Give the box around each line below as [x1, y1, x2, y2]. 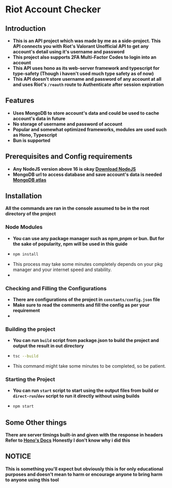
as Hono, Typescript [12, 132, 58, 138]
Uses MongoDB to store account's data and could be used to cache [12, 110, 159, 116]
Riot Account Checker [5, 4, 101, 15]
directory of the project [5, 211, 56, 217]
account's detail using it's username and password [12, 49, 125, 55]
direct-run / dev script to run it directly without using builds [12, 393, 140, 399]
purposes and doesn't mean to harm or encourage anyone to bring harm [5, 471, 163, 477]
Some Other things [5, 418, 67, 427]
